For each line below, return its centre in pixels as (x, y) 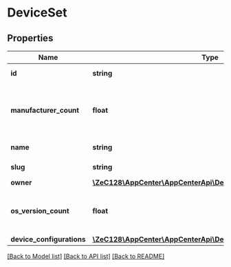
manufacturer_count (45, 110)
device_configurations (48, 239)
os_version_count (40, 211)
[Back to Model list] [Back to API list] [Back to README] (86, 256)
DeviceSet (37, 13)
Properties (30, 38)
